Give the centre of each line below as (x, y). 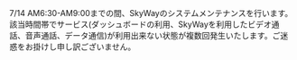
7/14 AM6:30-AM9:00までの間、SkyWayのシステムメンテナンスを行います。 (151, 13)
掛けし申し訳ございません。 (84, 47)
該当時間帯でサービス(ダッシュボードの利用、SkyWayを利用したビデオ (141, 24)
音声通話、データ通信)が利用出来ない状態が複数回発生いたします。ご (153, 35)
